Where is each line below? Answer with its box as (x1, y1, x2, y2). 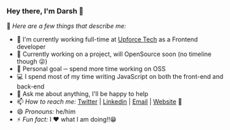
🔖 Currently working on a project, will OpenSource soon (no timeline (16, 50, 212, 58)
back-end (16, 82, 44, 91)
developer (16, 43, 46, 51)
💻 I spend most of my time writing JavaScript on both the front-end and (16, 73, 224, 81)
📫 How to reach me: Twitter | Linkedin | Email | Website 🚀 (16, 98, 182, 106)
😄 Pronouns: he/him (16, 107, 76, 116)
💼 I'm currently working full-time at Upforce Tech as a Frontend (16, 35, 199, 44)
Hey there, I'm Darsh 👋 (6, 6, 84, 16)
